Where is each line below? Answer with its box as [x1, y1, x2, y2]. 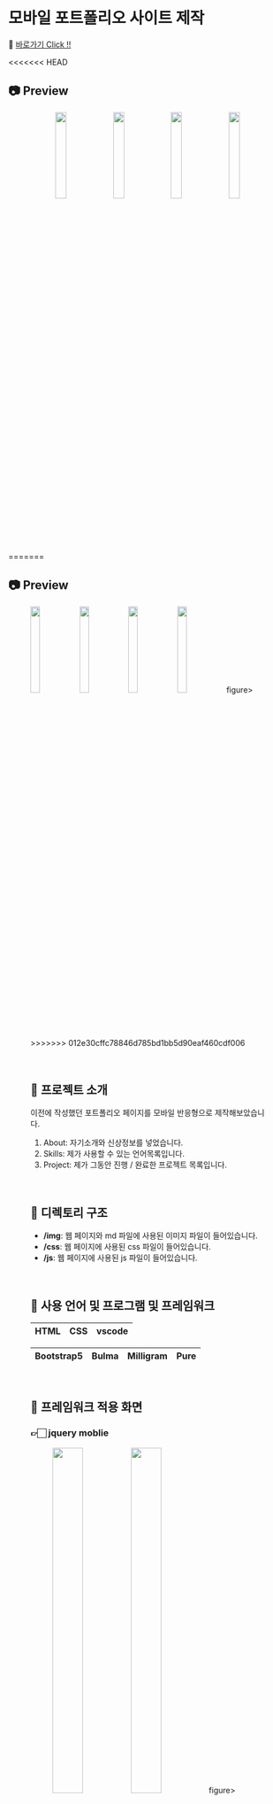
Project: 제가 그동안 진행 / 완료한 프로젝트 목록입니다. [42, 1159, 227, 1170]
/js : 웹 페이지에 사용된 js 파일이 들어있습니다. [42, 1252, 198, 1263]
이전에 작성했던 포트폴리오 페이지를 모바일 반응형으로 [30, 1108, 213, 1119]
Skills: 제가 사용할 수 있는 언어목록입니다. [42, 1149, 185, 1159]
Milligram [126, 1350, 169, 1362]
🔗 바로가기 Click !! [8, 39, 72, 50]
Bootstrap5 [34, 1350, 83, 1362]
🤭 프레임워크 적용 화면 [30, 1400, 143, 1415]
